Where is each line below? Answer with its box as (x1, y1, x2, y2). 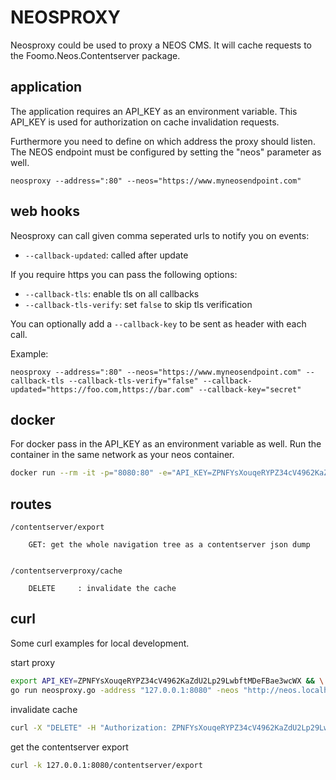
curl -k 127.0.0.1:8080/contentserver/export (10, 760, 203, 770)
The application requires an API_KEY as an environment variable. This (10, 105, 298, 117)
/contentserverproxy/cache (10, 566, 123, 576)
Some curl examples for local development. (10, 637, 190, 649)
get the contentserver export (10, 741, 129, 753)
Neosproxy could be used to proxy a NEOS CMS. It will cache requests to (10, 39, 312, 51)
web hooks (10, 203, 81, 220)
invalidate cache (10, 703, 78, 715)
